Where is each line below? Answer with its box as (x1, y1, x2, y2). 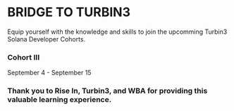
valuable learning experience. (7, 95, 112, 105)
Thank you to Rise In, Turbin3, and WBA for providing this (7, 86, 208, 96)
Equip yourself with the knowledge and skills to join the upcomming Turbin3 (7, 27, 228, 36)
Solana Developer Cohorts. (7, 34, 86, 43)
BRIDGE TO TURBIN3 (7, 4, 131, 20)
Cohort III (7, 52, 40, 62)
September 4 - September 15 (7, 68, 92, 77)
